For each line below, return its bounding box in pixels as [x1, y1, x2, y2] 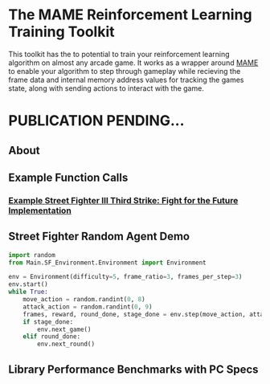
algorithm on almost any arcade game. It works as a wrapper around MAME [8, 58, 259, 67]
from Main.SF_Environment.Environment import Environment [8, 259, 207, 267]
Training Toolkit [8, 22, 115, 41]
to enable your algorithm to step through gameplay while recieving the [8, 66, 241, 76]
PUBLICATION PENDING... [8, 112, 185, 130]
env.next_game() [37, 325, 92, 333]
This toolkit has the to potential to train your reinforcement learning [8, 49, 231, 59]
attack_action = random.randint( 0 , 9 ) [22, 303, 153, 311]
